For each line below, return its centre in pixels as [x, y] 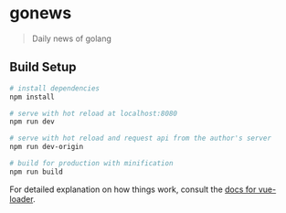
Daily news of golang [71, 38]
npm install [32, 97]
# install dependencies [55, 88]
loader [21, 198]
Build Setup [43, 67]
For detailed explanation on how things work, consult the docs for [133, 189]
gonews [41, 13]
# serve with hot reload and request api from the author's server [141, 138]
